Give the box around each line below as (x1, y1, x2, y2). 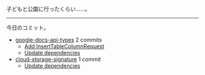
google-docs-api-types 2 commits (15, 36, 103, 43)
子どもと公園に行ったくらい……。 (6, 5, 90, 12)
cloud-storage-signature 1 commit (15, 55, 101, 63)
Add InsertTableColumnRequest (24, 43, 105, 50)
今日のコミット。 (6, 24, 49, 31)
